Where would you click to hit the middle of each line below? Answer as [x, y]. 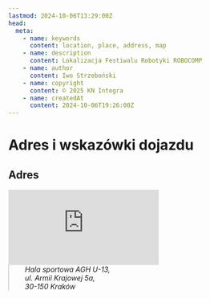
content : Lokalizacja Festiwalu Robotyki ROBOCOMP [116, 61]
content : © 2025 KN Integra [77, 90]
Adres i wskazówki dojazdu [101, 145]
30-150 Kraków [50, 287]
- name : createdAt [53, 98]
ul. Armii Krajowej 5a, [60, 278]
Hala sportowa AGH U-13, [68, 269]
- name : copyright [53, 83]
